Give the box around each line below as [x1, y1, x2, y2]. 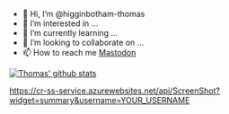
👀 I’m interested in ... [22, 18, 99, 29]
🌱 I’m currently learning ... [22, 28, 119, 38]
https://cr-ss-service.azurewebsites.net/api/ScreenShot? [9, 85, 220, 96]
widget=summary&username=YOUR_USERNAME [9, 95, 190, 105]
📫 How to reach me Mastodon [22, 48, 137, 57]
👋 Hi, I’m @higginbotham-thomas [22, 9, 145, 19]
